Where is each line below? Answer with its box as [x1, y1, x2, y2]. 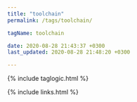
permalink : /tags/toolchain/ [7, 17, 93, 24]
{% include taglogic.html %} [7, 75, 89, 83]
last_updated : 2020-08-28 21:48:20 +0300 [7, 49, 131, 56]
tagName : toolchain [7, 30, 65, 37]
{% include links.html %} [7, 88, 79, 96]
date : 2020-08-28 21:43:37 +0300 [7, 42, 105, 49]
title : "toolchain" [7, 10, 65, 18]
